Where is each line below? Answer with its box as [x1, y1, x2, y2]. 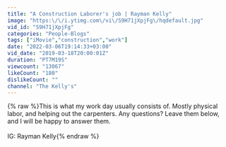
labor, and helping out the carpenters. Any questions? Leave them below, [7, 110, 220, 118]
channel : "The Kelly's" [7, 83, 78, 90]
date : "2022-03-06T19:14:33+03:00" [7, 43, 112, 50]
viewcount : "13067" [7, 63, 65, 70]
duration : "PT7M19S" [7, 57, 69, 64]
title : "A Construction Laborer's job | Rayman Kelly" [7, 10, 172, 18]
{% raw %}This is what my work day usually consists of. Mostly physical [7, 102, 218, 110]
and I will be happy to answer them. [7, 117, 111, 126]
